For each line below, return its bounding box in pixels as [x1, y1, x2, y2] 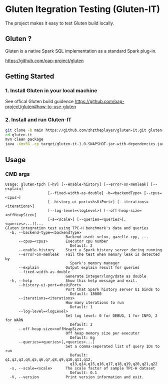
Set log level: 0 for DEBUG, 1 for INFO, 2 [65, 313, 157, 318]
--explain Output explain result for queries [18, 265, 140, 270]
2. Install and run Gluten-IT [5, 116, 71, 123]
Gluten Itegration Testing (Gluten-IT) [5, 4, 160, 15]
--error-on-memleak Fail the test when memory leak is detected [18, 252, 160, 257]
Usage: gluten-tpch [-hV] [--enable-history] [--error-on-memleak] [5, 182, 149, 187]
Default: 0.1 [69, 370, 97, 375]
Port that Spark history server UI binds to [65, 287, 160, 292]
